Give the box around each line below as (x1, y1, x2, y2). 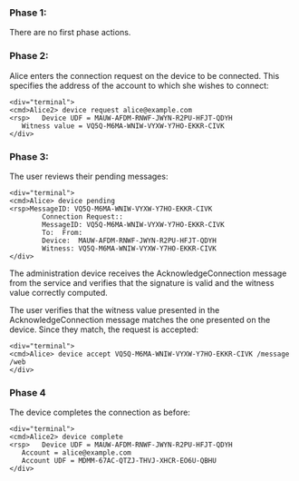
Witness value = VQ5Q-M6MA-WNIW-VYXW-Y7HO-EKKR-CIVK (21, 121, 225, 131)
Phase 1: (9, 6, 47, 19)
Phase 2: (9, 50, 49, 63)
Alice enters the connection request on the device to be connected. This (9, 70, 280, 81)
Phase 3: (9, 150, 50, 162)
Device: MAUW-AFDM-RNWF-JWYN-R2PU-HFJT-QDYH (42, 236, 217, 245)
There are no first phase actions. (9, 27, 131, 38)
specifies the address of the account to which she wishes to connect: (9, 80, 269, 91)
